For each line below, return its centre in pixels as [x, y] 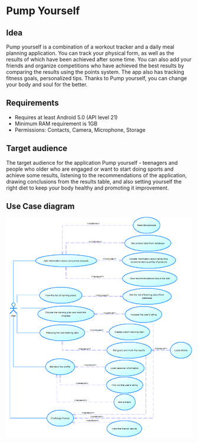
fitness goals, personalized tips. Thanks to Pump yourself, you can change [97, 78]
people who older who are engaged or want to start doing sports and [90, 169]
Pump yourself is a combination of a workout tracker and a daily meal [90, 47]
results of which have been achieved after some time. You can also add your [99, 59]
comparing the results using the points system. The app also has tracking [95, 72]
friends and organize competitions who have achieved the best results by [95, 66]
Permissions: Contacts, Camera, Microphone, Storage [80, 130]
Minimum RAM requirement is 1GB [56, 123]
